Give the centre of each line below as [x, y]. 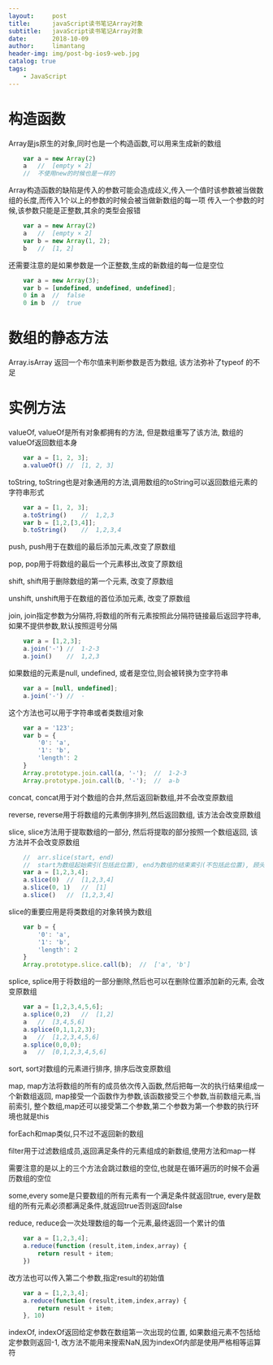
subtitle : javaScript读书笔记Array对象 [76, 31]
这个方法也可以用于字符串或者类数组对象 [76, 713]
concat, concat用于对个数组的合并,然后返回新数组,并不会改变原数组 [121, 797]
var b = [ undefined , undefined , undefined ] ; [100, 288]
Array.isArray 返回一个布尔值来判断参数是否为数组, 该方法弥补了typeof [126, 362]
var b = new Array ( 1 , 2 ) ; [67, 240]
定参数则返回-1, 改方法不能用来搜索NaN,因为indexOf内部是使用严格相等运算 [135, 1342]
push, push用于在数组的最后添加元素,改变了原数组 [92, 547]
